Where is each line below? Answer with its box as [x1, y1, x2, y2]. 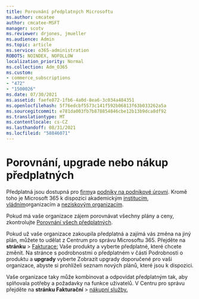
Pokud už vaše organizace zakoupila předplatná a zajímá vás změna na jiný [6, 230, 191, 237]
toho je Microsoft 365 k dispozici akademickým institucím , [6, 194, 149, 202]
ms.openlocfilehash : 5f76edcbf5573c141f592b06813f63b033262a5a [6, 102, 167, 109]
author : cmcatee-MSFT [6, 20, 60, 26]
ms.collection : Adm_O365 [6, 64, 68, 70]
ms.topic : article [6, 42, 52, 48]
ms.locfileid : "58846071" [6, 130, 70, 137]
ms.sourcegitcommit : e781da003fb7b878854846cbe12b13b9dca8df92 [6, 108, 167, 114]
